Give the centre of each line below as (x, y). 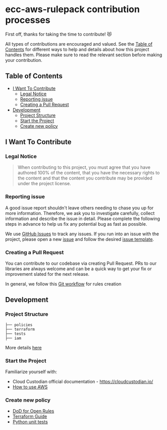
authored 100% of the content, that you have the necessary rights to (89, 173)
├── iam (13, 338)
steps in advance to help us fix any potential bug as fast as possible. (76, 224)
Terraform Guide (30, 416)
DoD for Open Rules (33, 411)
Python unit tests (30, 422)
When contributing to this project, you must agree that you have (84, 167)
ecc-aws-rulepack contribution (73, 9)
